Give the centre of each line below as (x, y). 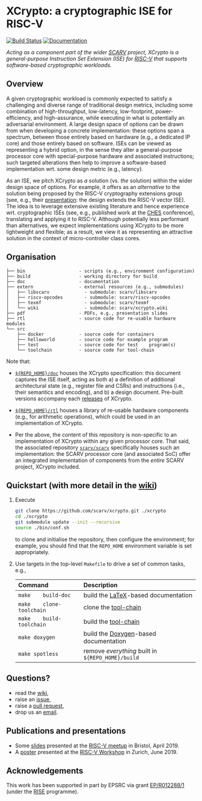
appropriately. (32, 552)
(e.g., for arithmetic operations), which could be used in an (87, 416)
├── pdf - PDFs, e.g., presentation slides (87, 313)
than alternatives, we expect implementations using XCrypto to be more (95, 225)
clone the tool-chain (112, 607)
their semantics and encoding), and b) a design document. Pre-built (99, 392)
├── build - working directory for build (82, 276)
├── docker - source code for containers (86, 334)
